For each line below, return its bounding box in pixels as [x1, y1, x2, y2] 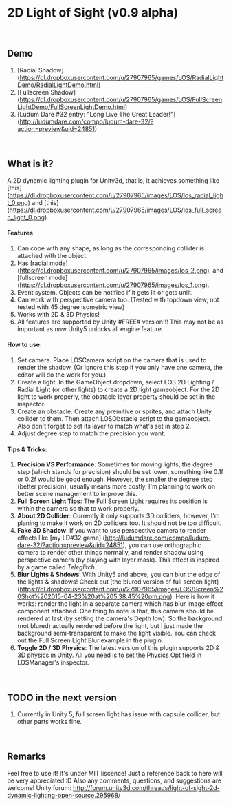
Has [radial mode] [16, 259, 69, 267]
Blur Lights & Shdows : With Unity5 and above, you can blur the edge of [16, 571, 221, 579]
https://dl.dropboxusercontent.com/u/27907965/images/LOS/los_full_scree [9, 206, 222, 214]
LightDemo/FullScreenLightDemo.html [16, 102, 126, 111]
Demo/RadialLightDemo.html [16, 81, 99, 89]
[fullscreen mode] [16, 273, 68, 282]
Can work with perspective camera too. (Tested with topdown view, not [16, 295, 219, 304]
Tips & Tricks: [7, 445, 47, 453]
